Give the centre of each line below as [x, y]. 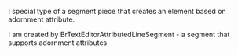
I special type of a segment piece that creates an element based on [117, 11]
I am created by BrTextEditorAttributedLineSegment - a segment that [119, 34]
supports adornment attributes [58, 43]
